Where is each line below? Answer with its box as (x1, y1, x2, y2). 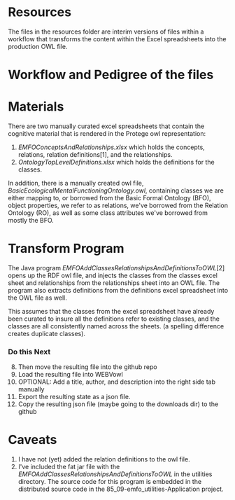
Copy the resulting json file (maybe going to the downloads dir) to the (17, 400, 219, 408)
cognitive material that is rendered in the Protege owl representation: (8, 130, 206, 138)
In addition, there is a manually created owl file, (8, 179, 144, 188)
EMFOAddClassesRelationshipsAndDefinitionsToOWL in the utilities (17, 470, 213, 478)
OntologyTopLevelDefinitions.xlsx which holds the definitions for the (17, 158, 215, 167)
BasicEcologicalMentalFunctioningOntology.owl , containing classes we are (8, 186, 225, 195)
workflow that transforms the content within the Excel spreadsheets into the (8, 34, 227, 43)
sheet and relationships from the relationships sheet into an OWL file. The (8, 279, 220, 287)
